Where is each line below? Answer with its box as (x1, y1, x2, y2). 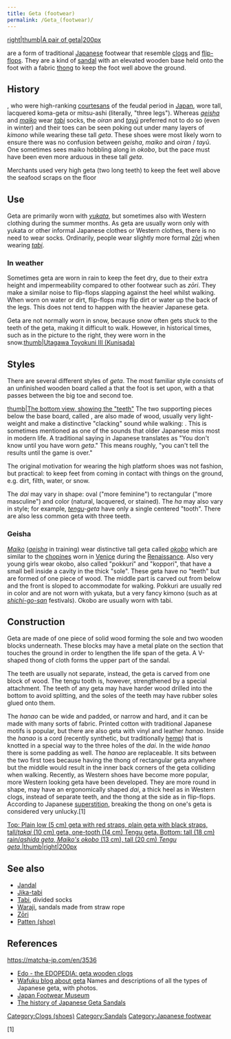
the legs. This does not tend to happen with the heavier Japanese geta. (7, 303, 210, 311)
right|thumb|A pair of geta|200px (7, 35, 102, 43)
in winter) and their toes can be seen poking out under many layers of (7, 123, 205, 132)
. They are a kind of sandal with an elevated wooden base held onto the (21, 56, 224, 64)
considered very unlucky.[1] (7, 807, 86, 816)
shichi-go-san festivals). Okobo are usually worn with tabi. (7, 596, 173, 604)
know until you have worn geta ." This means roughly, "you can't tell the (7, 442, 209, 450)
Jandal (16, 881, 36, 889)
